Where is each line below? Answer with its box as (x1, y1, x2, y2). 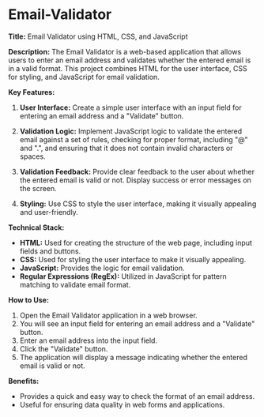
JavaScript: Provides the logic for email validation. (19, 263, 185, 272)
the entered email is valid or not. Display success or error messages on (19, 175, 251, 185)
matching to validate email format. (19, 280, 131, 289)
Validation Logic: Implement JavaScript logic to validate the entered (19, 126, 243, 136)
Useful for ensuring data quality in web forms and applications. (19, 400, 225, 409)
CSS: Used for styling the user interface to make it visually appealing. (19, 254, 247, 264)
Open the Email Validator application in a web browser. (19, 310, 198, 320)
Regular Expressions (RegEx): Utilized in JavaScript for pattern (19, 271, 227, 281)
